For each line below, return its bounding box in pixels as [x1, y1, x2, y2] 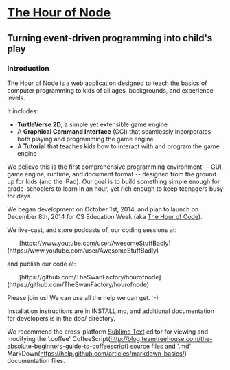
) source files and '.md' [126, 342, 192, 350]
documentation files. [7, 356, 65, 365]
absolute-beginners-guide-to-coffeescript [7, 342, 127, 350]
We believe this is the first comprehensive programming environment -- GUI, [7, 163, 224, 171]
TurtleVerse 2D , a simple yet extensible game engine [16, 120, 168, 128]
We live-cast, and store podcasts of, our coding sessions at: [7, 225, 177, 234]
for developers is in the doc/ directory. [7, 314, 115, 322]
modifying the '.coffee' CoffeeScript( [7, 334, 111, 343]
